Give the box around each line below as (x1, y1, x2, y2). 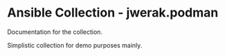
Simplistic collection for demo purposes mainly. (7, 41, 143, 49)
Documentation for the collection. (7, 28, 102, 36)
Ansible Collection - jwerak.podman (7, 5, 219, 21)
